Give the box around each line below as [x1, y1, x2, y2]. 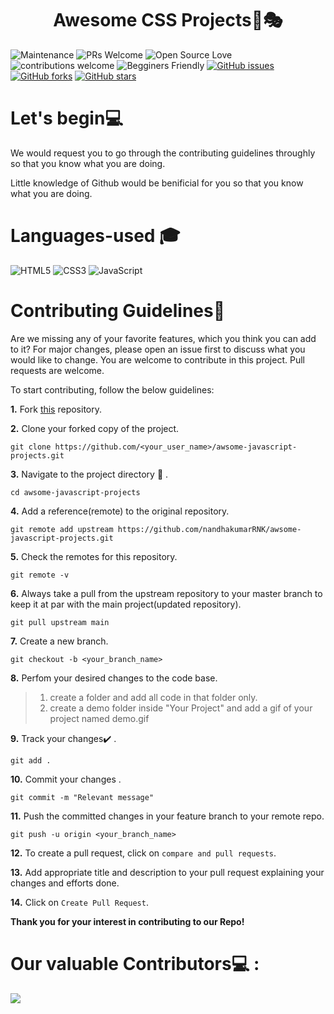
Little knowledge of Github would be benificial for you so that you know [10, 177, 304, 189]
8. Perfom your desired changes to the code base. [10, 672, 218, 684]
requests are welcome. [10, 364, 105, 376]
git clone [10, 442, 52, 452]
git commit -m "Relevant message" [10, 792, 155, 802]
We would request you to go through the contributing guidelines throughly [10, 147, 316, 159]
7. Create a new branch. [10, 635, 109, 647]
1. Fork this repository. [10, 403, 103, 415]
